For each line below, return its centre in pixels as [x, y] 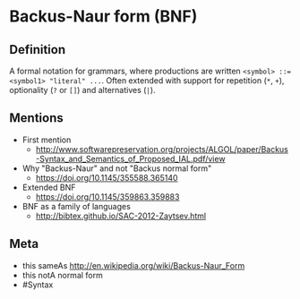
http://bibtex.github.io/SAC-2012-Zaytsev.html [121, 216]
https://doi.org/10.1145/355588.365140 [107, 177]
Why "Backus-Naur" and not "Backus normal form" [117, 168]
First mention [47, 140]
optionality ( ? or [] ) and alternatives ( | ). [82, 90]
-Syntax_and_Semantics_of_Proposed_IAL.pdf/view [130, 158]
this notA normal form [62, 275]
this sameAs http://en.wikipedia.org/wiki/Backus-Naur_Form [133, 265]
